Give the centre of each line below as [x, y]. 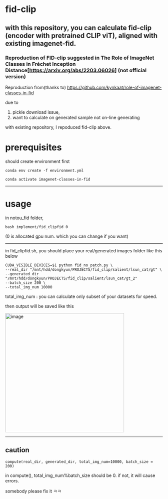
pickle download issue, [36, 112]
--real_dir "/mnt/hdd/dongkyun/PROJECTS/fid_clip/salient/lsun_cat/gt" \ [84, 269]
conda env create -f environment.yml [44, 171]
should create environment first [37, 161]
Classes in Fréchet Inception [40, 64]
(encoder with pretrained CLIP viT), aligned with [81, 35]
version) [15, 76]
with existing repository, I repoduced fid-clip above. [58, 127]
